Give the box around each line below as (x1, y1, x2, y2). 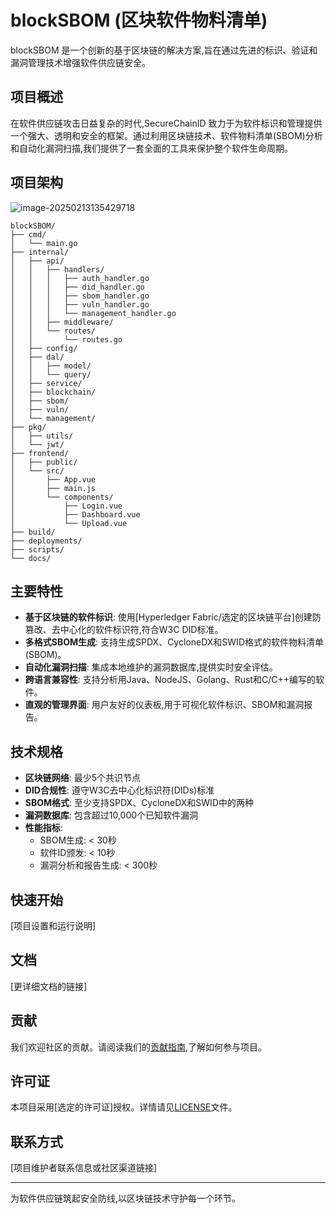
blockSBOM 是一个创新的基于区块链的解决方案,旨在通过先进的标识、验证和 (10, 44, 318, 56)
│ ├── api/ (10, 256, 65, 266)
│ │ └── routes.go (10, 334, 123, 345)
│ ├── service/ (10, 378, 83, 388)
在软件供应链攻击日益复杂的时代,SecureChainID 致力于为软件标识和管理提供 (10, 117, 323, 129)
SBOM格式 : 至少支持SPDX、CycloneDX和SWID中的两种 (24, 797, 254, 809)
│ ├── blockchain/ (10, 387, 97, 397)
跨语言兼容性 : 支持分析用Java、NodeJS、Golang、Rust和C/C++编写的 (24, 674, 316, 686)
